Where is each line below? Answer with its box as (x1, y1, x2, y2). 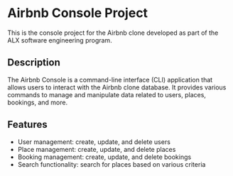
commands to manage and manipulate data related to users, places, (7, 90, 206, 99)
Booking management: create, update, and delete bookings (17, 153, 192, 161)
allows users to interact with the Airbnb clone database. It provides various (7, 83, 227, 92)
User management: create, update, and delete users (17, 137, 170, 146)
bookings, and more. (7, 98, 68, 106)
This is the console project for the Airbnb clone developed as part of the (7, 28, 219, 37)
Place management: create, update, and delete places (17, 145, 176, 153)
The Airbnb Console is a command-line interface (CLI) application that (7, 75, 213, 84)
